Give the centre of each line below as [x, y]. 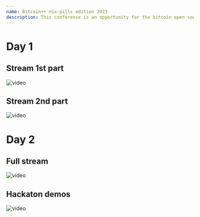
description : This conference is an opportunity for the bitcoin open [96, 17]
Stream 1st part [35, 68]
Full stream [27, 161]
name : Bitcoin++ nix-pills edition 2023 [57, 12]
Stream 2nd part [37, 101]
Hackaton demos [38, 194]
